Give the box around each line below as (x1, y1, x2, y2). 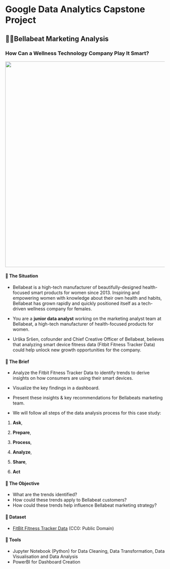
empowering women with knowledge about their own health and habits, (12, 295, 162, 301)
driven (12, 306, 26, 312)
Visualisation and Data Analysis (12, 553, 78, 559)
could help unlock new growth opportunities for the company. (12, 347, 142, 353)
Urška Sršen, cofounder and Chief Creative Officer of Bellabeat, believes (12, 336, 164, 342)
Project (5, 14, 36, 26)
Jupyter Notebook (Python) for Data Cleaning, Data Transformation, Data (12, 548, 165, 554)
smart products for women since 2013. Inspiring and (31, 290, 140, 296)
